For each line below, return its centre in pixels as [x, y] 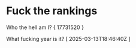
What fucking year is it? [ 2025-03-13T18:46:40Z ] [68, 39]
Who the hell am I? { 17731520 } [45, 27]
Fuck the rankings [52, 11]
